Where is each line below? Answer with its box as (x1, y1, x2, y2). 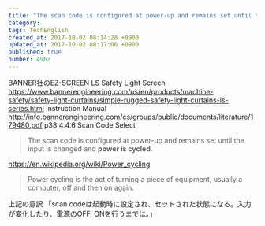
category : (8, 19, 41, 27)
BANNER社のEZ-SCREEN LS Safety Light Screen (8, 78, 166, 87)
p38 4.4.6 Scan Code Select (43, 120, 136, 130)
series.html (8, 103, 45, 113)
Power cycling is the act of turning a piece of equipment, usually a (27, 174, 243, 183)
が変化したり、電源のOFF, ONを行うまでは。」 (8, 209, 157, 218)
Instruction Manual (46, 103, 106, 113)
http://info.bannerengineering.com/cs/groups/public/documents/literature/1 (8, 112, 254, 121)
